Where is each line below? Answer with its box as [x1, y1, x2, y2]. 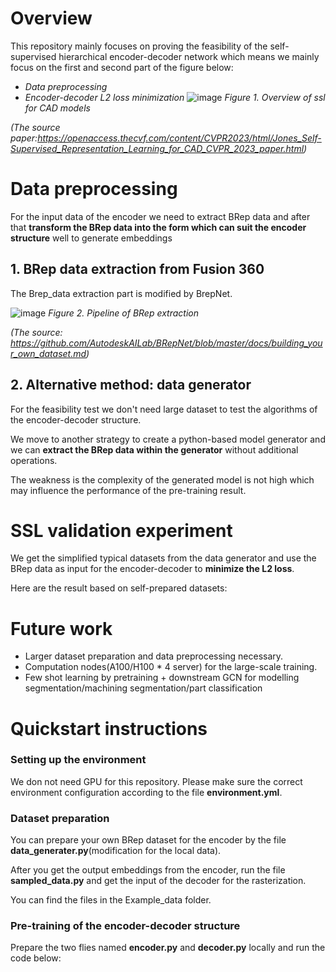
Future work [10, 617, 113, 640]
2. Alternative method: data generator [10, 377, 252, 394]
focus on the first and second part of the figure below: [10, 61, 234, 73]
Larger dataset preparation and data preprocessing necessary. [24, 650, 284, 662]
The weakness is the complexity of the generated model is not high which [10, 473, 315, 486]
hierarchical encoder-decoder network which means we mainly [58, 50, 320, 62]
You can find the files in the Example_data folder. [10, 894, 212, 906]
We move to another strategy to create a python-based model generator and [10, 433, 326, 445]
